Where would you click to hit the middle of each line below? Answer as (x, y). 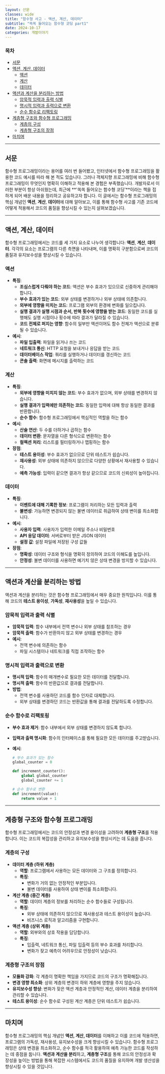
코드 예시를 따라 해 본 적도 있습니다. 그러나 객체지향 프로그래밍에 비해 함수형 (87, 177)
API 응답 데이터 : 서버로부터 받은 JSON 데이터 (63, 536)
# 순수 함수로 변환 (28, 789)
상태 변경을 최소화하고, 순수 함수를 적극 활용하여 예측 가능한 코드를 (82, 1048)
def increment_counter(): (39, 771)
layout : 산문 (17, 10)
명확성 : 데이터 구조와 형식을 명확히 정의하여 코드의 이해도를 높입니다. (85, 554)
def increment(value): (35, 794)
